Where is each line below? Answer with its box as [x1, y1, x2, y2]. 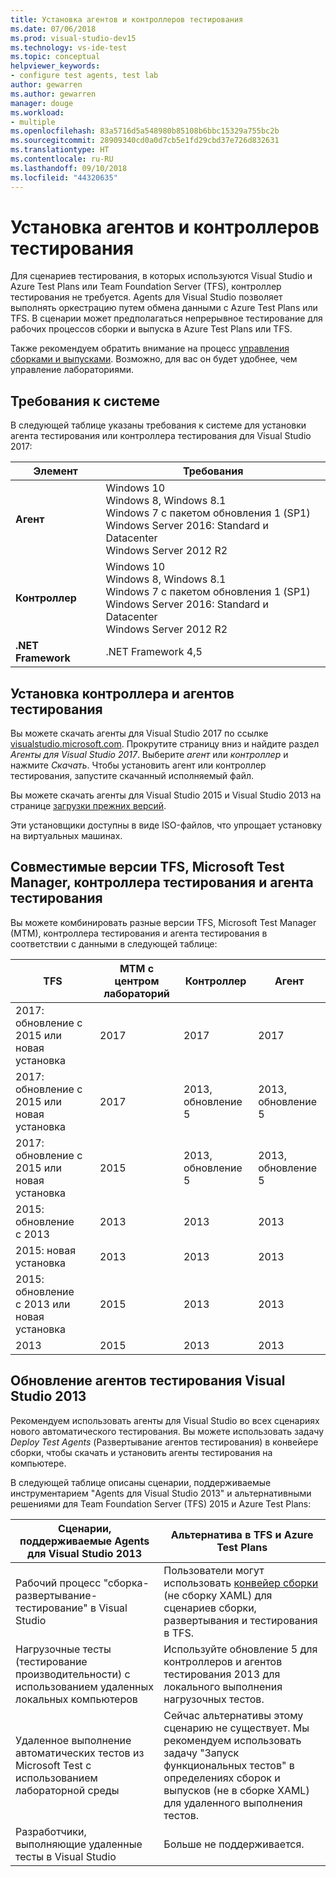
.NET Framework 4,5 [105, 645, 203, 659]
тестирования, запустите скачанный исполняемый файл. [10, 770, 255, 782]
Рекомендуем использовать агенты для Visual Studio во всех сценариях [10, 1414, 320, 1426]
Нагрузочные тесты [15, 1642, 112, 1656]
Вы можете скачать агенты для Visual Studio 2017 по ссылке [10, 727, 269, 740]
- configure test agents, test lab [10, 71, 159, 81]
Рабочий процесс [15, 1576, 102, 1590]
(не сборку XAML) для [163, 1588, 273, 1602]
